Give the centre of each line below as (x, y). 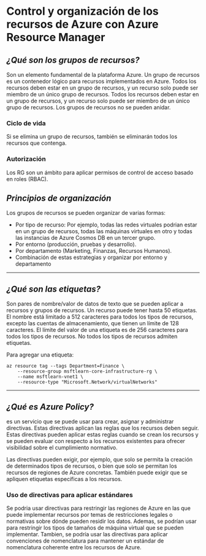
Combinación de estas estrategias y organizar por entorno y (91, 257)
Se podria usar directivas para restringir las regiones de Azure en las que (99, 508)
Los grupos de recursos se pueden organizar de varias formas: (86, 213)
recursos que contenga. (36, 143)
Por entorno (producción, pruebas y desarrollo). (76, 244)
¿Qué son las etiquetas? (54, 289)
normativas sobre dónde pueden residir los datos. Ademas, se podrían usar (102, 521)
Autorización (26, 159)
